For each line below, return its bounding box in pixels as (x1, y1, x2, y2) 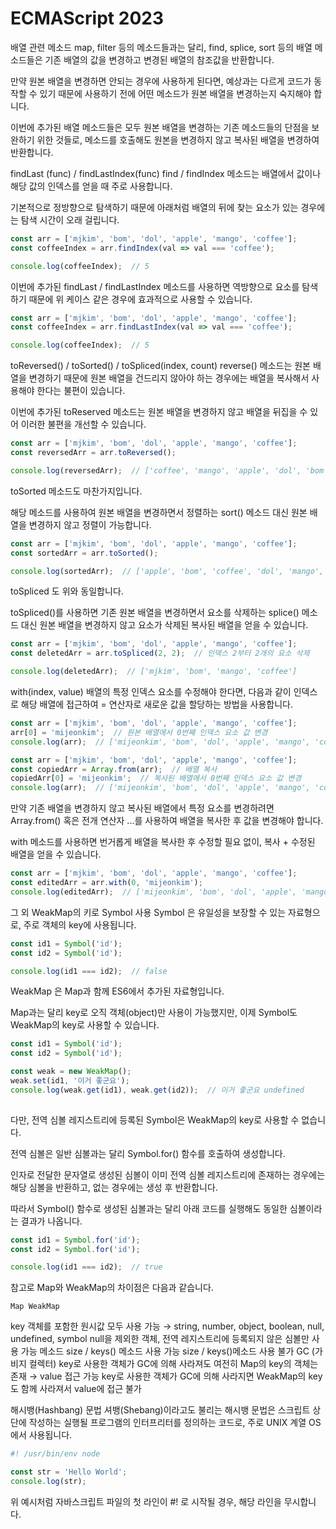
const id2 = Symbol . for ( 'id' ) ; (10, 1244, 141, 1254)
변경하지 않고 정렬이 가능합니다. (28, 518, 152, 531)
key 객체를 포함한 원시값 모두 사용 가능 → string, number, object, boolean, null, (10, 1320, 325, 1332)
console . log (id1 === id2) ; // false (10, 966, 168, 976)
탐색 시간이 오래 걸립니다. (20, 213, 120, 226)
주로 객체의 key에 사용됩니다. (23, 918, 137, 931)
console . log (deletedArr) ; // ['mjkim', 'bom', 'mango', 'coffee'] (10, 667, 298, 677)
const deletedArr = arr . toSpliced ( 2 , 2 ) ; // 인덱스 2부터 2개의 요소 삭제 (10, 648, 310, 659)
